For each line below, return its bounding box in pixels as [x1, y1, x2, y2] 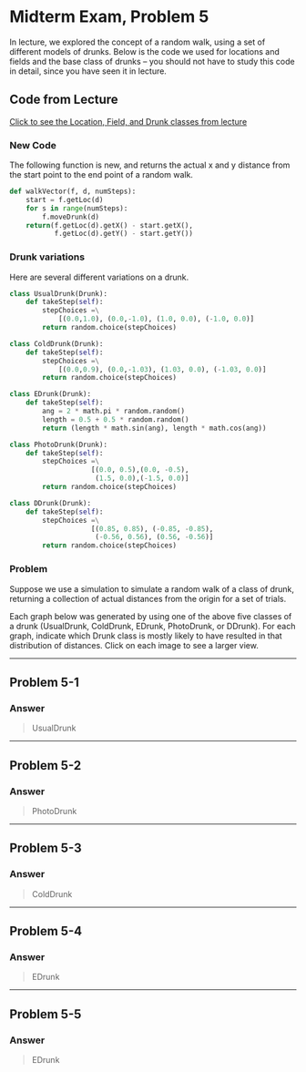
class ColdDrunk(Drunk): [9, 339, 104, 348]
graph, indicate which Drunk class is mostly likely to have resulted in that [9, 630, 282, 641]
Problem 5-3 [9, 841, 82, 856]
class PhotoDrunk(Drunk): [9, 440, 107, 449]
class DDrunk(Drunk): [9, 498, 92, 507]
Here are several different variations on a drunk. [9, 271, 189, 282]
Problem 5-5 [9, 1006, 82, 1022]
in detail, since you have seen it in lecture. [9, 66, 167, 77]
